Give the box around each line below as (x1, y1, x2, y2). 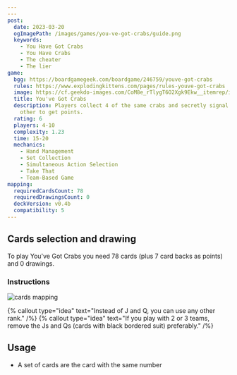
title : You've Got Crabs (13, 96, 87, 103)
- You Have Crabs (20, 50, 71, 57)
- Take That (20, 167, 55, 175)
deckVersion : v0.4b (13, 200, 71, 208)
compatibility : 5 (13, 207, 65, 214)
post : (7, 17, 23, 24)
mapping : (7, 180, 33, 187)
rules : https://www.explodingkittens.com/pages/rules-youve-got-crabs (13, 82, 226, 90)
